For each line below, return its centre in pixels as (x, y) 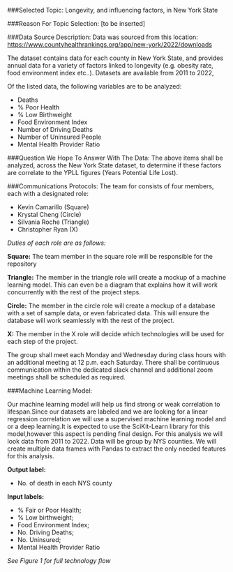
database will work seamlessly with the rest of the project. (91, 321)
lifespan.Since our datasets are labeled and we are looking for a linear (107, 412)
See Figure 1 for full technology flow (59, 560)
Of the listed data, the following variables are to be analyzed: (95, 86)
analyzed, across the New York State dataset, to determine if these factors (114, 165)
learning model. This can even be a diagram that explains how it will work (113, 285)
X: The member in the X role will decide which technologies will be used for (116, 334)
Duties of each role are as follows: (57, 243)
